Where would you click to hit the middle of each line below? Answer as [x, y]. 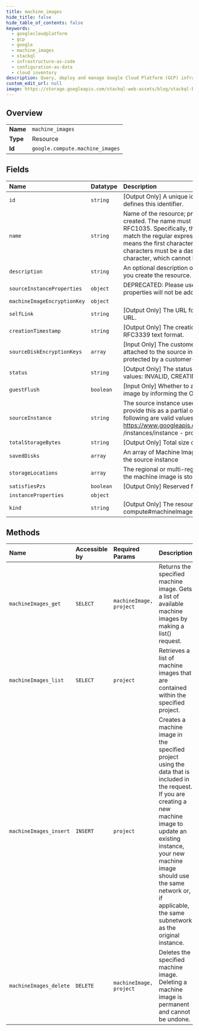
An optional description [156, 268]
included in [174, 779]
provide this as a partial [156, 410]
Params [124, 557]
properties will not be [153, 292]
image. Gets [176, 589]
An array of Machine [152, 452]
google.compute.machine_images [76, 148]
